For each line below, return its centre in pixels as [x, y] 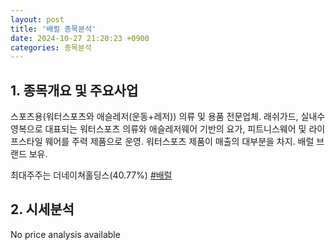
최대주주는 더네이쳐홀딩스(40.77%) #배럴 [91, 175]
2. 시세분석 [42, 209]
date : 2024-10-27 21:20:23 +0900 [80, 38]
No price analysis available [65, 234]
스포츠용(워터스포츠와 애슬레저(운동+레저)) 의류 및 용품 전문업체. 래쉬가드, [154, 117]
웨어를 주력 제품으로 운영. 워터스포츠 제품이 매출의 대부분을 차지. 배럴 [179, 142]
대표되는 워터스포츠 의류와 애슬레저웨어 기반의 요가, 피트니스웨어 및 [175, 129]
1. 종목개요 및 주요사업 [74, 90]
